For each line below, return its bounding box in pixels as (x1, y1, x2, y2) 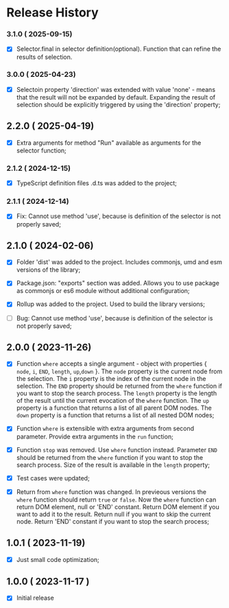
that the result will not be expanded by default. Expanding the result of (16, 93, 216, 101)
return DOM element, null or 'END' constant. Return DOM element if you (16, 502, 220, 511)
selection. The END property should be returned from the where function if (16, 382, 223, 390)
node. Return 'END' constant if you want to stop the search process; (16, 517, 210, 526)
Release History (6, 5, 99, 21)
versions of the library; (16, 266, 81, 274)
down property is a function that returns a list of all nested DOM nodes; (16, 411, 215, 419)
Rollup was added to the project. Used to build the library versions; (16, 300, 205, 308)
